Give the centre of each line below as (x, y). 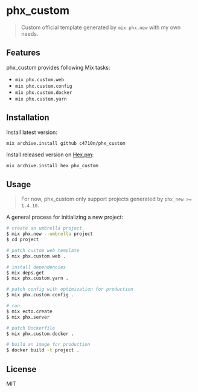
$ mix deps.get (25, 273)
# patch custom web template (43, 250)
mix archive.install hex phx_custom (52, 166)
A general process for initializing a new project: (65, 217)
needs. (30, 33)
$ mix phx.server (28, 317)
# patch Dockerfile (31, 328)
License (21, 369)
